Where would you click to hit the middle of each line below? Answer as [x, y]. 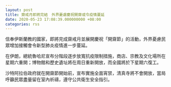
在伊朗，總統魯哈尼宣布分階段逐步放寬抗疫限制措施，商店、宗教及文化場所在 [85, 56]
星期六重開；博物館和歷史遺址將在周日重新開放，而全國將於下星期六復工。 [83, 62]
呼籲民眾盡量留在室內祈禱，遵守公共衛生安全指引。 [59, 79]
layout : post [19, 10]
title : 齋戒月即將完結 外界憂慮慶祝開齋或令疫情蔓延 [55, 15]
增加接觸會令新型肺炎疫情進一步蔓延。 [50, 46]
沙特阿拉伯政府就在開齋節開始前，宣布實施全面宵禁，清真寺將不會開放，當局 [85, 73]
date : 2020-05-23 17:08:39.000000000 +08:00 [53, 19]
